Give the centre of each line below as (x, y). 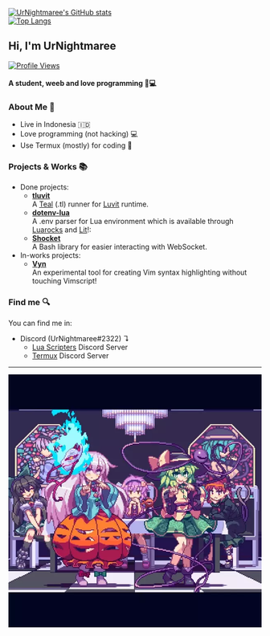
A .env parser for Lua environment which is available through (133, 222)
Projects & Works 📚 (48, 167)
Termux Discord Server (70, 355)
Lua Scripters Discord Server (80, 347)
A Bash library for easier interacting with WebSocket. (119, 247)
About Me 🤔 (32, 107)
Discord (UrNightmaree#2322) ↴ (75, 338)
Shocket (46, 238)
